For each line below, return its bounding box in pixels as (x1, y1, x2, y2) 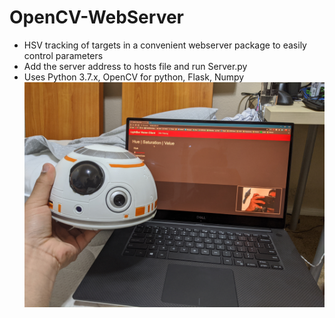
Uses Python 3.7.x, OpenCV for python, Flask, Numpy (23, 71, 245, 83)
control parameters (23, 49, 104, 61)
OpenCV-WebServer (9, 6, 185, 29)
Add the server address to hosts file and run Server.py (23, 60, 248, 72)
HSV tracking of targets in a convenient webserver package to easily (23, 39, 307, 51)
